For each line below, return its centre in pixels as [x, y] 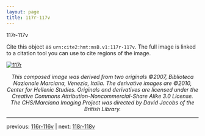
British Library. [103, 109]
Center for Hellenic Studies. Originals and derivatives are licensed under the [103, 89]
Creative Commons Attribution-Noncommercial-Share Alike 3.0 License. [103, 96]
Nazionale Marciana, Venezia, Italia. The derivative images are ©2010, [103, 83]
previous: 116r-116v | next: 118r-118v [51, 126]
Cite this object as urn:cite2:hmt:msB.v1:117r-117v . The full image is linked [101, 47]
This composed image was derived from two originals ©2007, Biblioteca [103, 76]
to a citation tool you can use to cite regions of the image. [79, 53]
